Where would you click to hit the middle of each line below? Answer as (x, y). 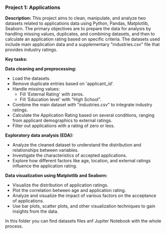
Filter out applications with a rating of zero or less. (63, 126)
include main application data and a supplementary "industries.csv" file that (83, 45)
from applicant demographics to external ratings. (62, 121)
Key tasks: (16, 59)
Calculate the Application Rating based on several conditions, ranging (83, 115)
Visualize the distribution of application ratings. (60, 185)
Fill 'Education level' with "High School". (60, 99)
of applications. (28, 201)
